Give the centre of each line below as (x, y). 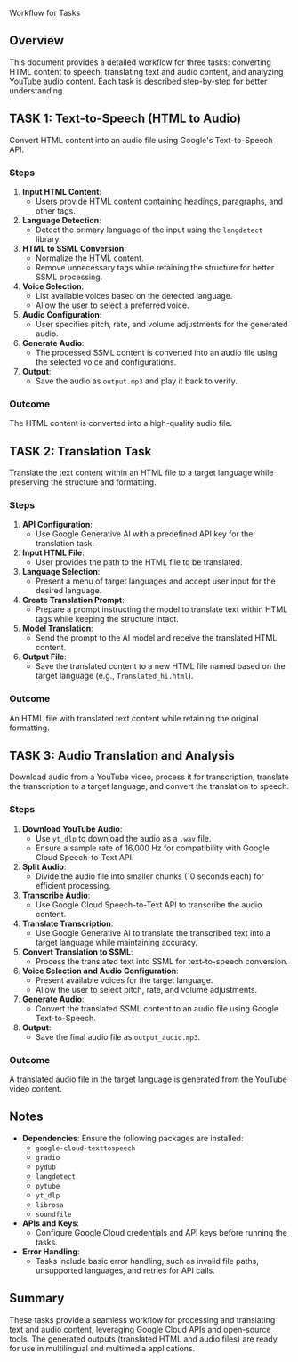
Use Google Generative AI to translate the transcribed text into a (153, 932)
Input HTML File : (53, 553)
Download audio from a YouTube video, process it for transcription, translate (149, 777)
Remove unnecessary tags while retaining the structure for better (155, 267)
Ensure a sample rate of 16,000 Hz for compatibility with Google (152, 848)
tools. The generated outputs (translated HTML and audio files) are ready (143, 1339)
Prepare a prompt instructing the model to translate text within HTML (161, 609)
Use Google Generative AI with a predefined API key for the (144, 534)
